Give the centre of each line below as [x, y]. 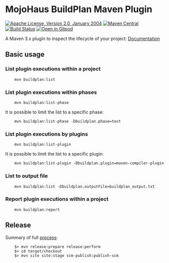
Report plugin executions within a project [57, 199]
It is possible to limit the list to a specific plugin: [54, 154]
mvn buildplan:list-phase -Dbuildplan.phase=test [68, 121]
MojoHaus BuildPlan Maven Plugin [79, 9]
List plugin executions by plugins [47, 134]
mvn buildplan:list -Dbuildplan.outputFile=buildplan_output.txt [85, 186]
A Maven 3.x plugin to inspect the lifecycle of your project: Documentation [83, 39]
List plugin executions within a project [53, 69]
